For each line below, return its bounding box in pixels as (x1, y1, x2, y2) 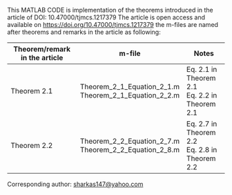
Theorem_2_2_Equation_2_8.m (79, 145, 180, 154)
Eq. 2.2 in (186, 91, 217, 100)
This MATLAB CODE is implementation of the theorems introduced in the (7, 6, 214, 14)
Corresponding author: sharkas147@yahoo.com (7, 180, 144, 188)
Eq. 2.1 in (186, 65, 217, 74)
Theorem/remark (13, 44, 71, 54)
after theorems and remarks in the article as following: (7, 28, 161, 36)
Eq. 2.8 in (186, 145, 217, 154)
